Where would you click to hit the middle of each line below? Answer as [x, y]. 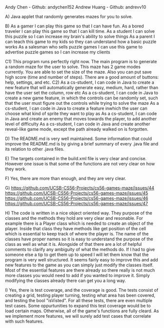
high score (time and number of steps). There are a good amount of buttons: [82, 77]
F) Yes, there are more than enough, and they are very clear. [66, 178]
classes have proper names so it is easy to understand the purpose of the [79, 239]
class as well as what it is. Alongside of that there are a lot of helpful [73, 244]
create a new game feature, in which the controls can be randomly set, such [82, 98]
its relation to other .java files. [35, 149]
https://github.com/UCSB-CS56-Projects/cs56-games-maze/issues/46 [77, 198]
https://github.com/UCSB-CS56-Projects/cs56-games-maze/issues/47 [76, 203]
